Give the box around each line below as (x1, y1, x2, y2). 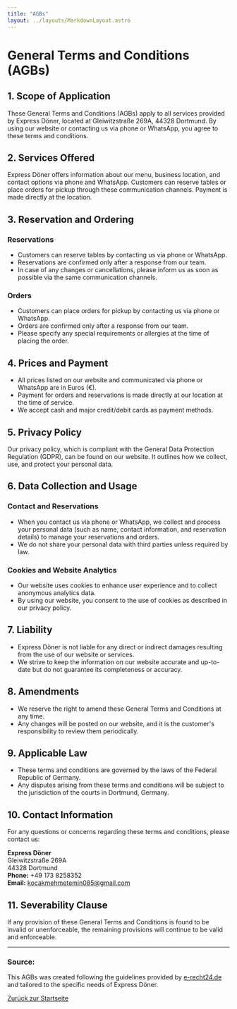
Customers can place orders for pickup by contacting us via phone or (17, 307, 220, 315)
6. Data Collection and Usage (7, 480, 138, 492)
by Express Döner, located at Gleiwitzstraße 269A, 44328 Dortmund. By (7, 116, 217, 125)
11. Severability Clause (7, 899, 108, 911)
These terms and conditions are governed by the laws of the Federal (17, 766, 217, 774)
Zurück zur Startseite (7, 994, 69, 1003)
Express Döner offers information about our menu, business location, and (7, 171, 221, 179)
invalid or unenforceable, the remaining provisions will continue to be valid (7, 925, 224, 934)
